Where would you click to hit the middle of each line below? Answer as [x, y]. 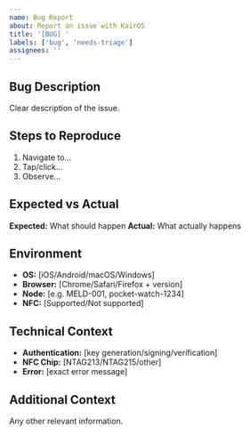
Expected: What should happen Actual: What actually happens [125, 226]
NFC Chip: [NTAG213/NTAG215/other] [92, 362]
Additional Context [62, 400]
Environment [46, 253]
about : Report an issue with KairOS [77, 26]
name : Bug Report [41, 17]
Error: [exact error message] [75, 372]
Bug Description [55, 87]
